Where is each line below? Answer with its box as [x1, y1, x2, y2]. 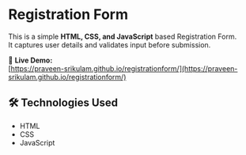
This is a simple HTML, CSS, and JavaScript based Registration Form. [8, 32, 237, 41]
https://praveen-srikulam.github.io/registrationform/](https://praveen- [10, 63, 238, 73]
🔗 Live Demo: [8, 55, 53, 65]
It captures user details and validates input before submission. [8, 40, 211, 49]
